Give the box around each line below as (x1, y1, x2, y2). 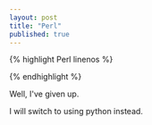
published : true (9, 29, 70, 38)
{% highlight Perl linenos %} (9, 54, 114, 65)
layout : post (9, 12, 58, 22)
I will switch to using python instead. (9, 106, 143, 117)
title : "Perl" (9, 21, 63, 30)
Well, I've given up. (9, 88, 80, 99)
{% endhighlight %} (9, 71, 82, 82)
